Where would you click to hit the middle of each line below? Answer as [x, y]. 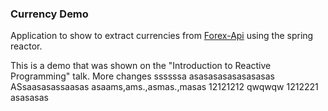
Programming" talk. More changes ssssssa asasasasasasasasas [142, 76]
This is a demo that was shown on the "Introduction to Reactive [141, 66]
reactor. [26, 46]
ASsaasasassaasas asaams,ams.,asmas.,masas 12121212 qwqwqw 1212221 [164, 87]
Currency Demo [49, 14]
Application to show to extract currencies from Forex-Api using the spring [162, 36]
